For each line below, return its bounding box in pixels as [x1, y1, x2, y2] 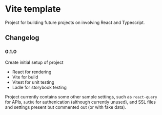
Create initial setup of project [5, 59, 63, 65]
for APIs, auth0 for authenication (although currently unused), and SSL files [5, 99, 156, 105]
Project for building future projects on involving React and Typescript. [5, 19, 145, 25]
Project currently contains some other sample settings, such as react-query [5, 94, 158, 99]
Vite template [5, 3, 61, 15]
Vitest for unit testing [12, 79, 55, 85]
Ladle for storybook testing [12, 84, 67, 90]
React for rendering [12, 69, 52, 75]
